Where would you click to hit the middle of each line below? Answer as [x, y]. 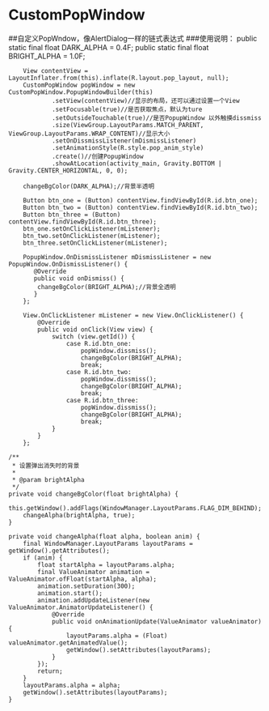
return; [50, 671]
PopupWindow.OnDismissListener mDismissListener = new [117, 257]
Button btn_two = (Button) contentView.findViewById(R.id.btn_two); [141, 207]
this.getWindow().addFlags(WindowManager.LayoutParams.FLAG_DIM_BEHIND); [135, 508]
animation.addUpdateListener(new [94, 600]
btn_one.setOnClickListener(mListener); [92, 228]
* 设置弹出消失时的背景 [46, 466]
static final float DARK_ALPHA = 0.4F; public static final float [109, 47]
